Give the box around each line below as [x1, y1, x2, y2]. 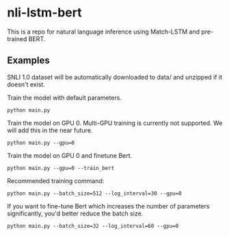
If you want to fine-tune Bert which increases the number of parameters [7, 202, 210, 210]
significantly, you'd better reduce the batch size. [7, 209, 144, 217]
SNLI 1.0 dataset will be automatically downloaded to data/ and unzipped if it [7, 73, 223, 81]
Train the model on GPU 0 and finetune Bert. [7, 151, 133, 159]
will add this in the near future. [7, 126, 93, 134]
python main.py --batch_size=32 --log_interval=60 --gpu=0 [7, 222, 179, 229]
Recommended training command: [7, 176, 105, 185]
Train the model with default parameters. [7, 93, 122, 102]
